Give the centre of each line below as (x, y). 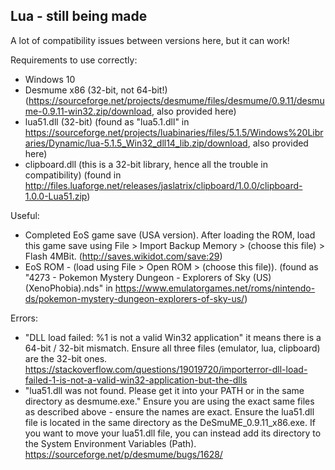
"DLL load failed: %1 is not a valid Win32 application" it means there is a (173, 337)
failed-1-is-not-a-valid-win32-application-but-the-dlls (136, 380)
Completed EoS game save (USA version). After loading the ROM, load (170, 235)
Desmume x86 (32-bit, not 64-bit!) (96, 90)
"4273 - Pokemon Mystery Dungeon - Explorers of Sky (137, 277)
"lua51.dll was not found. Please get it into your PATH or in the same (164, 390)
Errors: (24, 318)
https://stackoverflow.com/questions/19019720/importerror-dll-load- (166, 369)
